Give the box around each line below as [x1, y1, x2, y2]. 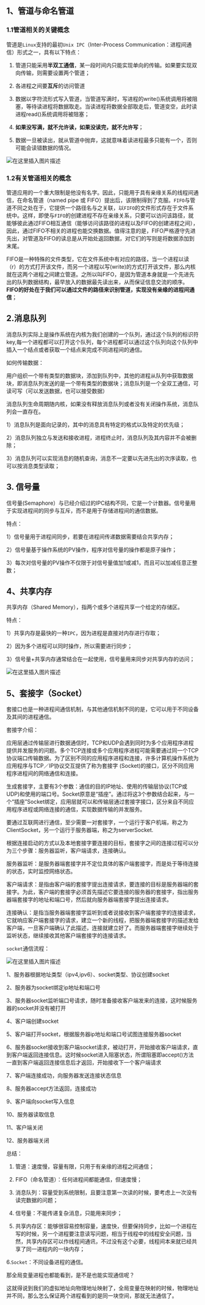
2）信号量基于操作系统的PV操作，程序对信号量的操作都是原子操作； [6, 546, 178, 553]
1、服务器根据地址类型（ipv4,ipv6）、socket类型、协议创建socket [6, 971, 170, 978]
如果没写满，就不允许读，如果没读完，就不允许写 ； [15, 123, 144, 130]
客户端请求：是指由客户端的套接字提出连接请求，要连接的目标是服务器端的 [6, 880, 193, 888]
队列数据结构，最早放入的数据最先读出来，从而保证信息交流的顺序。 [16, 278, 188, 286]
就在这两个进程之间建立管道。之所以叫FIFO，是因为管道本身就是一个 [6, 270, 179, 278]
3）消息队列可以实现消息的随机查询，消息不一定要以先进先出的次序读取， [6, 455, 192, 462]
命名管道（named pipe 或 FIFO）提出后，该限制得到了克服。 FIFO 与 [22, 196, 190, 204]
